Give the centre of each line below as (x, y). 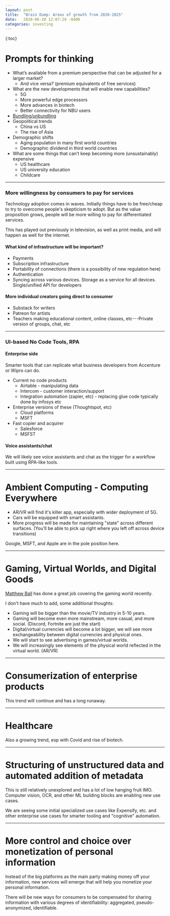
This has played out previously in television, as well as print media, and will (83, 230)
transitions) (24, 534)
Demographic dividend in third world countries (69, 148)
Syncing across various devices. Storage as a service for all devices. (84, 279)
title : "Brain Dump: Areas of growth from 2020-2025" (64, 15)
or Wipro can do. (23, 370)
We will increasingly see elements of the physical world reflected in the (87, 645)
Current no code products (40, 381)
